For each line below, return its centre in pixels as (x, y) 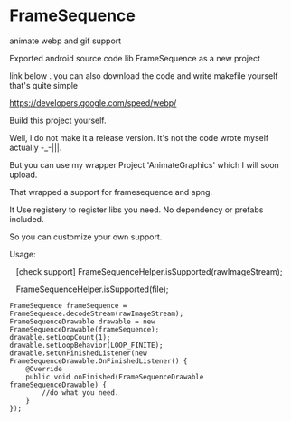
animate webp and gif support (66, 41)
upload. (23, 174)
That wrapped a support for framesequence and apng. (111, 192)
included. (27, 219)
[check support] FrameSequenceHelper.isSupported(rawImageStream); (149, 271)
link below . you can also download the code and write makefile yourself (144, 75)
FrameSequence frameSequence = (68, 305)
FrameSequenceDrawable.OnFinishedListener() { (99, 361)
